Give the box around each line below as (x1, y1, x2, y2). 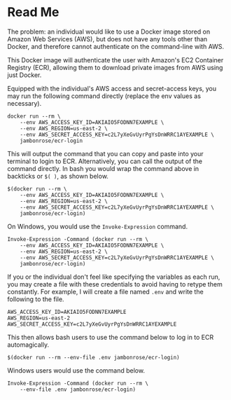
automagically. (7, 340, 50, 349)
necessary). (7, 99, 42, 107)
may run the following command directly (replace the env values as (7, 92, 202, 100)
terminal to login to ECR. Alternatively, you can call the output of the (7, 157, 203, 165)
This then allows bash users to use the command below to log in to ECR (7, 333, 214, 341)
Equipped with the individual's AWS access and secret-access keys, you (7, 84, 217, 92)
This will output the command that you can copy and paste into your (7, 149, 204, 158)
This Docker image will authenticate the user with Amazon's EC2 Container (7, 55, 224, 64)
